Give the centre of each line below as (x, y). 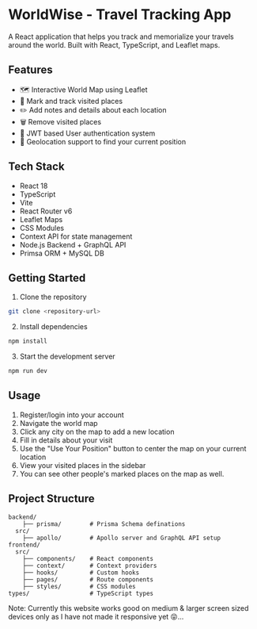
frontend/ (25, 545)
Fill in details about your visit (66, 440)
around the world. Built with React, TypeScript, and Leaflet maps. (114, 44)
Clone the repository (53, 297)
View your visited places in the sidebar (83, 465)
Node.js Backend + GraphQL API (73, 244)
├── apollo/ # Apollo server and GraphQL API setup (122, 538)
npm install (28, 341)
